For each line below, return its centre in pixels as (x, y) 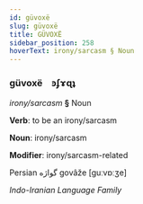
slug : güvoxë (34, 26)
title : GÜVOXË (36, 34)
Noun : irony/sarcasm (48, 138)
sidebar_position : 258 (52, 43)
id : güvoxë (30, 18)
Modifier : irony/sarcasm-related (69, 155)
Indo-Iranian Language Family (66, 191)
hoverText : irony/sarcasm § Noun (72, 51)
